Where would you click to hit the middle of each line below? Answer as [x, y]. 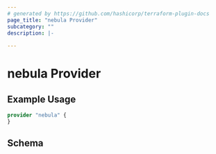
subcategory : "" [31, 26]
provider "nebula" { [37, 115]
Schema [25, 143]
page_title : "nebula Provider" [52, 20]
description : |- [31, 33]
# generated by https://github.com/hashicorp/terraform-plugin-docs [108, 14]
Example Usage [42, 99]
